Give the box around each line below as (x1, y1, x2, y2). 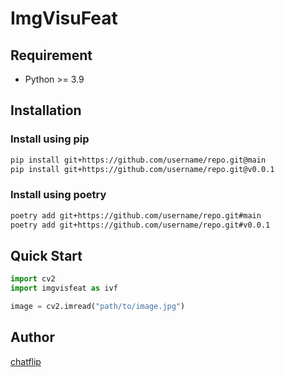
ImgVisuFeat (10, 7, 118, 30)
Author (10, 329, 55, 346)
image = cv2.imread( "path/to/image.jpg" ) (10, 302, 186, 312)
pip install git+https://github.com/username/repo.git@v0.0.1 (10, 164, 275, 174)
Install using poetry (10, 188, 107, 202)
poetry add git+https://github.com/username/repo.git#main (10, 210, 262, 221)
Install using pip (10, 132, 90, 146)
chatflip (10, 355, 42, 367)
